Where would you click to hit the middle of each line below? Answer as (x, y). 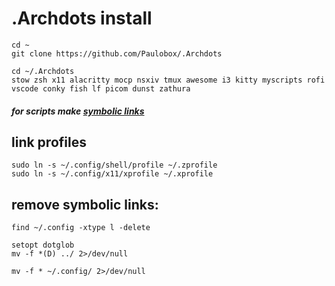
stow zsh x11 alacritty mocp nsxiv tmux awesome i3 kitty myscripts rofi (168, 80)
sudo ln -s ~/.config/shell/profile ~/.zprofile (114, 165)
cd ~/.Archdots (43, 71)
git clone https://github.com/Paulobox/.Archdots (117, 53)
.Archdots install (82, 18)
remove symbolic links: (85, 204)
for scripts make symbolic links (78, 111)
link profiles (49, 142)
